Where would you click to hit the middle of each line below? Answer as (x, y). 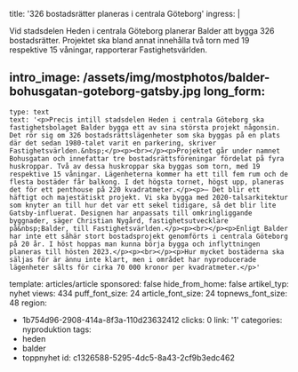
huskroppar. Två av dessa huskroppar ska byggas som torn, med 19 (135, 166)
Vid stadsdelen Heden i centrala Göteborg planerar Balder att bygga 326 (142, 31)
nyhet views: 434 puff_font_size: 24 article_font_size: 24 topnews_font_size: (148, 293)
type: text (29, 112)
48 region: (28, 303)
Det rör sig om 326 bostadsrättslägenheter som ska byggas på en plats (145, 135)
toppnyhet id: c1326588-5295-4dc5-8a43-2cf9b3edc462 (129, 357)
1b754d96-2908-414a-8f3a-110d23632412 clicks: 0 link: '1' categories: (152, 320)
